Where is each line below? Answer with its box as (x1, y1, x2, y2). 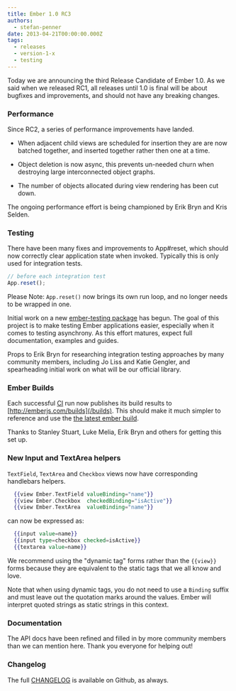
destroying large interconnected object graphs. (17, 168, 156, 176)
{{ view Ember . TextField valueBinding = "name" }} (13, 491, 154, 498)
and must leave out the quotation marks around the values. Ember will (7, 592, 211, 601)
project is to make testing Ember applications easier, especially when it (7, 321, 215, 330)
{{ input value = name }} (13, 531, 78, 538)
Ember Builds (7, 383, 55, 393)
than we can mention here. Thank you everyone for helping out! (7, 642, 193, 651)
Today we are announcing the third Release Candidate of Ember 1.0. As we (7, 76, 225, 85)
